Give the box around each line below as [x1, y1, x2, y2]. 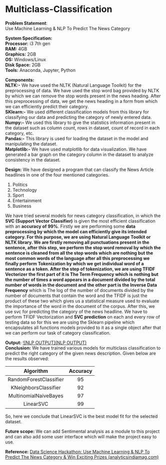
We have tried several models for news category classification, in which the [5, 212, 161, 219]
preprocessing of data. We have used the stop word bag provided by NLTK [5, 87, 159, 93]
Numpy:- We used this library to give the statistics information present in [5, 119, 155, 125]
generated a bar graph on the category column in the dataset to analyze [5, 151, 153, 158]
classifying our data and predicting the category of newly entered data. [5, 114, 152, 120]
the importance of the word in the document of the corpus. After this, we [5, 303, 155, 309]
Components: [5, 77, 34, 83]
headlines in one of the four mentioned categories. [5, 172, 110, 178]
